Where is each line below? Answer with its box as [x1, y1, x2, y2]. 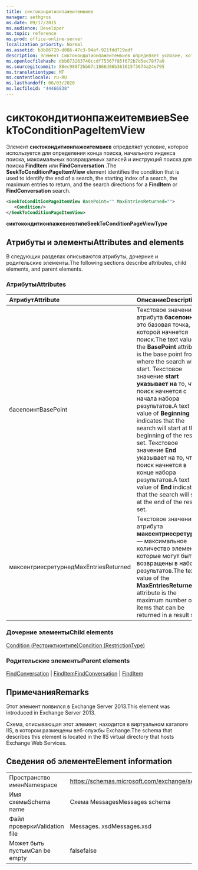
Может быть [9, 839, 45, 847]
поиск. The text [136, 335, 179, 343]
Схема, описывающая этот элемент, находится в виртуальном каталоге [6, 720, 189, 728]
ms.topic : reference [6, 31, 57, 37]
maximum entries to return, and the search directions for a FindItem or [6, 181, 178, 188]
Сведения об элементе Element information [6, 757, 173, 767]
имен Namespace [9, 781, 58, 789]
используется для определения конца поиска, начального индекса [6, 149, 176, 157]
